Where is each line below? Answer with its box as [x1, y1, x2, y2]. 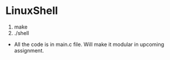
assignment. [14, 47, 44, 54]
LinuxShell [5, 4, 58, 17]
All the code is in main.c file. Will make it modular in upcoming [14, 41, 165, 48]
